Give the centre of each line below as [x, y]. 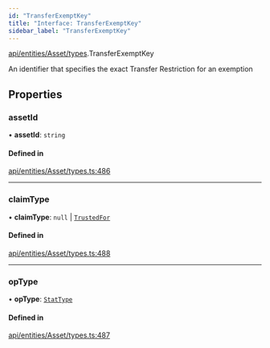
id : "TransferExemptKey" [50, 16]
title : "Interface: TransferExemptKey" [75, 23]
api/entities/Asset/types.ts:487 [59, 335]
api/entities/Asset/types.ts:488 [59, 253]
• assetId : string [37, 135]
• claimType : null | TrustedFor [59, 217]
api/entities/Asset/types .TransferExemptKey [81, 54]
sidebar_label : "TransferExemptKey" [70, 31]
